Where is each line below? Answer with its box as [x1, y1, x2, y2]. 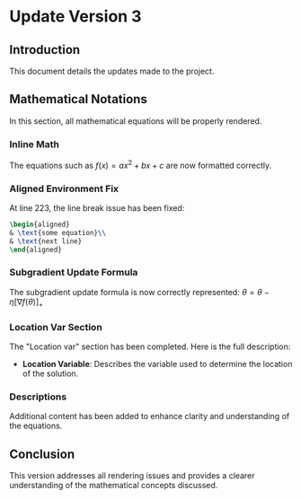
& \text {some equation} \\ [9, 228, 106, 237]
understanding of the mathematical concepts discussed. [9, 480, 218, 491]
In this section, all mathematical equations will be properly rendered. [9, 115, 262, 127]
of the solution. [22, 368, 79, 379]
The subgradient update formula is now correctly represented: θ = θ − [9, 286, 270, 297]
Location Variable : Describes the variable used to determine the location [22, 358, 293, 369]
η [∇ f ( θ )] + [9, 296, 43, 309]
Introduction [9, 42, 81, 57]
